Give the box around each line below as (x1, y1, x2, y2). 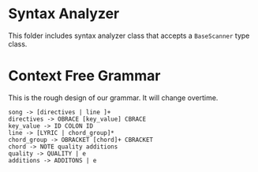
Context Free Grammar (8, 67, 161, 85)
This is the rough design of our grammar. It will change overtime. (8, 92, 219, 103)
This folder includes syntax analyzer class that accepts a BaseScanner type (8, 31, 250, 40)
